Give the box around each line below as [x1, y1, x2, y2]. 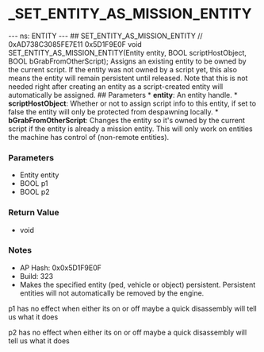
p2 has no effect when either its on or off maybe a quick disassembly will [8, 327, 247, 337]
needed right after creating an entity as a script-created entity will [8, 81, 224, 91]
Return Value [8, 207, 59, 219]
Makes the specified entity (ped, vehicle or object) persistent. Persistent [19, 280, 256, 289]
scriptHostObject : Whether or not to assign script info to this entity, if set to [8, 99, 256, 108]
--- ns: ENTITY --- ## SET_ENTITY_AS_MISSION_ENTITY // [8, 31, 204, 41]
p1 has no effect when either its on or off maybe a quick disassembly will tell [8, 304, 257, 313]
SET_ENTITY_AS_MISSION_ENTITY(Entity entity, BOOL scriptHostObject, [8, 48, 247, 57]
